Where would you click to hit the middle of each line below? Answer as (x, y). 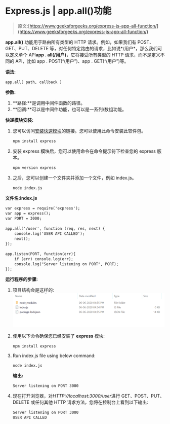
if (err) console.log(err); (44, 259)
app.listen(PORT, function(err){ (40, 254)
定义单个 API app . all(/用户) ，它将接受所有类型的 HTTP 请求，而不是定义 (85, 55)
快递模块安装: (19, 120)
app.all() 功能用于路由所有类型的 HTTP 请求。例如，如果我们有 (71, 42)
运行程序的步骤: (22, 279)
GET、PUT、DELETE (27, 48)
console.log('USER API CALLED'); (50, 234)
